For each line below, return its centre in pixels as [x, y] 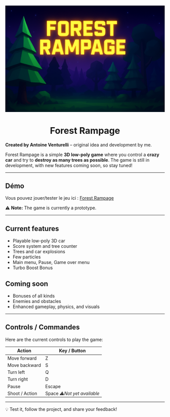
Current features [32, 229]
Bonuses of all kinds [34, 296]
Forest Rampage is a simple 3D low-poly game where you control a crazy [82, 155]
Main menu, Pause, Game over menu [51, 262]
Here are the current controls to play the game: [54, 339]
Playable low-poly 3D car [39, 241]
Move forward [22, 358]
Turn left [16, 372]
